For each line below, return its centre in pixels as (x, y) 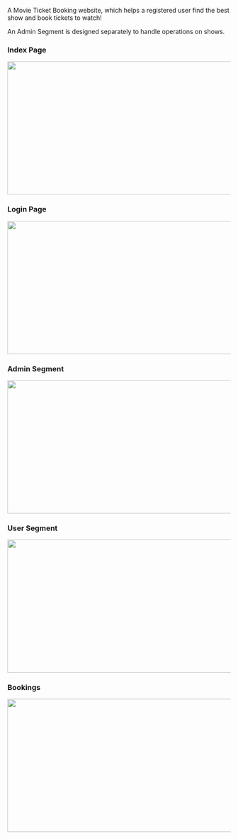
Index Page (27, 50)
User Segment (33, 528)
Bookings (24, 688)
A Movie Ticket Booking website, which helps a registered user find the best (119, 10)
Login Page (27, 209)
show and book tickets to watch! (55, 18)
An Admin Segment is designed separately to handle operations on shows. (116, 32)
